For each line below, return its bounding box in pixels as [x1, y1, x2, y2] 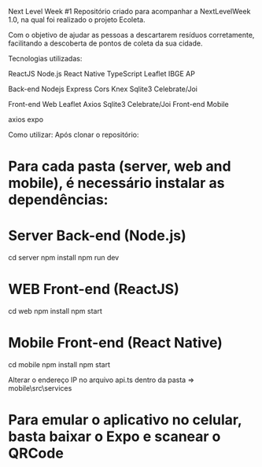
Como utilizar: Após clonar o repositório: [8, 130, 139, 139]
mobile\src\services [8, 384, 72, 392]
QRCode [8, 444, 65, 462]
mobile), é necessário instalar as [8, 175, 225, 192]
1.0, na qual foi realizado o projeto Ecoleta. [8, 15, 146, 24]
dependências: [8, 191, 109, 209]
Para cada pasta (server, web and [8, 157, 231, 175]
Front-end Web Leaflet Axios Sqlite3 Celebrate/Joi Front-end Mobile [8, 100, 230, 108]
